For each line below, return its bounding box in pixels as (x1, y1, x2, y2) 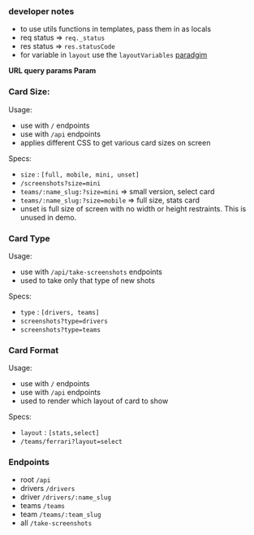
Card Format (8, 344, 59, 355)
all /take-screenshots (19, 518, 93, 528)
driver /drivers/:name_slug (19, 492, 112, 502)
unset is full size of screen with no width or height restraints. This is (19, 203, 247, 213)
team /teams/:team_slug (19, 510, 101, 520)
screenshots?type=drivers (19, 317, 108, 325)
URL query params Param (8, 66, 97, 76)
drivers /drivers (19, 484, 75, 494)
